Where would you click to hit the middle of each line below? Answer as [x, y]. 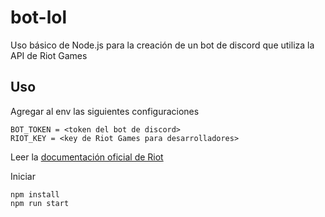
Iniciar [23, 176]
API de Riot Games [49, 55]
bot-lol [39, 17]
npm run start [40, 203]
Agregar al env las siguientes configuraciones [105, 111]
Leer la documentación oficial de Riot [87, 157]
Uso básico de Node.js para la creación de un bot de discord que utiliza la [162, 45]
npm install [35, 194]
